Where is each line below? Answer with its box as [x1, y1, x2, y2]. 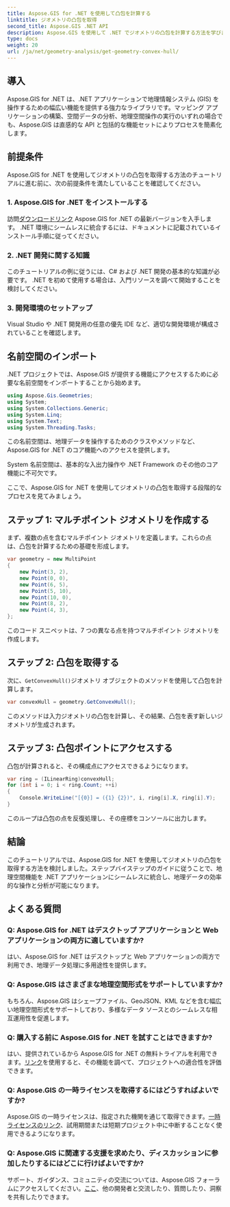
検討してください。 [7, 285, 62, 293]
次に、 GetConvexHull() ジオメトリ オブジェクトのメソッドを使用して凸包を [7, 676, 217, 685]
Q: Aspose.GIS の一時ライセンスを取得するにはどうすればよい [7, 1085, 212, 1095]
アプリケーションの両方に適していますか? [7, 936, 144, 945]
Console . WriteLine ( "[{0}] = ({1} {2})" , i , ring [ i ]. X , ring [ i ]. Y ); [19, 795, 216, 802]
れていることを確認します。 [7, 329, 85, 337]
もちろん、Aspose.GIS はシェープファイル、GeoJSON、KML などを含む [7, 997, 210, 1005]
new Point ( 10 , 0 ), [19, 594, 72, 601]
